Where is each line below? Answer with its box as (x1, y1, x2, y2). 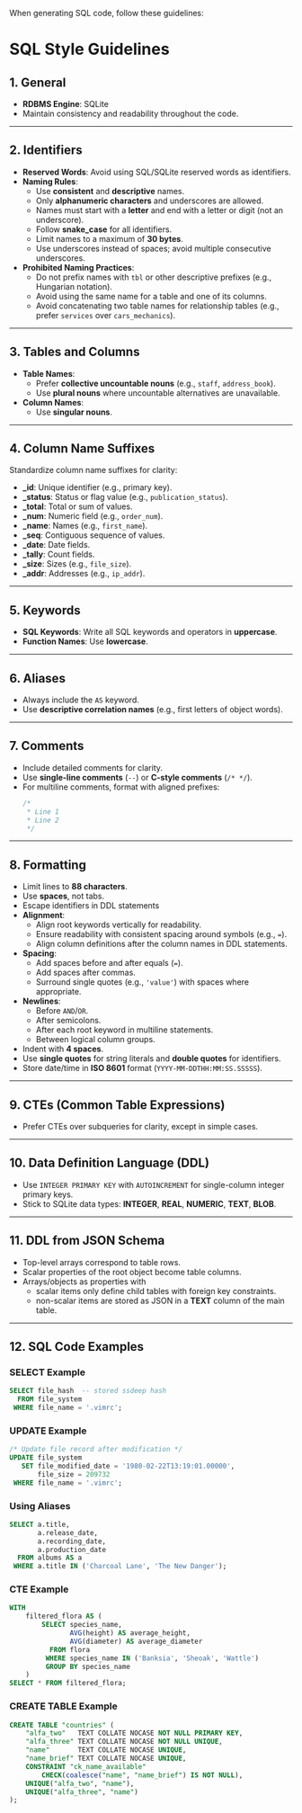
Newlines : (22, 996, 61, 1006)
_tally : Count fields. (22, 549, 95, 560)
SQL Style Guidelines (9, 40, 170, 59)
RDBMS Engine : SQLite (22, 99, 110, 109)
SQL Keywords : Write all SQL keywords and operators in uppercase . (22, 627, 278, 638)
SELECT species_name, (41, 1621, 123, 1630)
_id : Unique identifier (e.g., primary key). (22, 482, 173, 493)
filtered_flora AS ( (25, 1612, 102, 1621)
